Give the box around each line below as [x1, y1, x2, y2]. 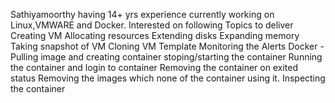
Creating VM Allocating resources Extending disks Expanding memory [10, 30, 300, 41]
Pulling [10, 51, 39, 63]
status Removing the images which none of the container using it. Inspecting [10, 72, 326, 84]
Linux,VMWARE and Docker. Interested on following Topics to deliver [10, 19, 294, 31]
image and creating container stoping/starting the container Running [40, 51, 323, 63]
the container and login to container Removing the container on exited [10, 62, 298, 73]
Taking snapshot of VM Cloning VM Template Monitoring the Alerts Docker [10, 40, 318, 52]
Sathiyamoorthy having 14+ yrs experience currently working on [10, 9, 275, 20]
